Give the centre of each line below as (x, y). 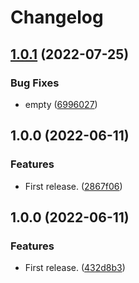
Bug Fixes (35, 83)
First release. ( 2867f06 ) (73, 186)
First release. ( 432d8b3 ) (75, 268)
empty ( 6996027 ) (61, 104)
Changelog (57, 17)
